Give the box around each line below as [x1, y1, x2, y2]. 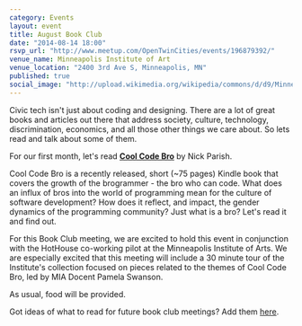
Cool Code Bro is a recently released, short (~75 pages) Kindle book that [9, 168, 279, 179]
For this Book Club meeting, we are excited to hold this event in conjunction [9, 233, 289, 243]
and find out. [9, 216, 57, 226]
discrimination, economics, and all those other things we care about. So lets [9, 123, 290, 135]
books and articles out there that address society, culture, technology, [9, 114, 270, 125]
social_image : [9, 80, 63, 89]
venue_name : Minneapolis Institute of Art [9, 55, 171, 64]
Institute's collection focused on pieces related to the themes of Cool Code [9, 261, 288, 272]
